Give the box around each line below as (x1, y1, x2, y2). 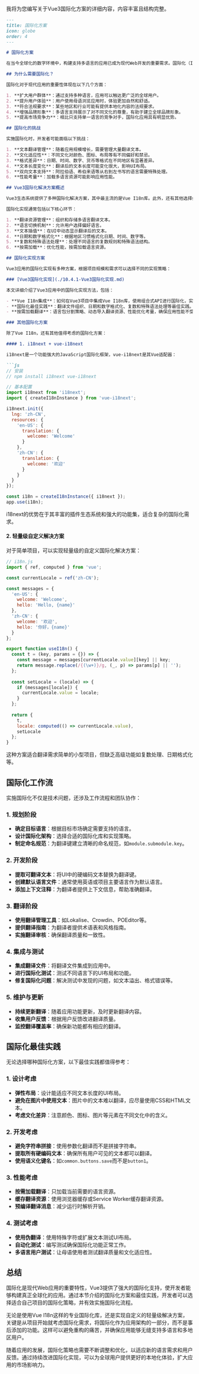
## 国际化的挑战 (6, 125, 41, 132)
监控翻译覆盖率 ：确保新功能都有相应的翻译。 (14, 1023, 124, 1030)
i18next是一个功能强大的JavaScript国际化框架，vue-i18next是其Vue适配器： (6, 351, 176, 357)
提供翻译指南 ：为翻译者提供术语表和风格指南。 (14, 924, 129, 931)
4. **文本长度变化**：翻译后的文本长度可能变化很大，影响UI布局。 (6, 163, 149, 169)
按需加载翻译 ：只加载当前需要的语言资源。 (14, 1188, 119, 1195)
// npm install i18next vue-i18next (6, 373, 97, 379)
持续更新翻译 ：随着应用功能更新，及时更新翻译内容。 (14, 1008, 145, 1015)
